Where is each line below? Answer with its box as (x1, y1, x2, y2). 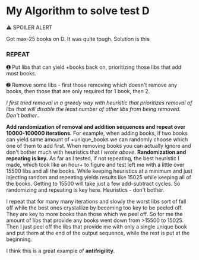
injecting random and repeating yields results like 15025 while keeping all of (6, 174, 191, 181)
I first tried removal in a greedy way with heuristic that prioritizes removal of (6, 99, 192, 106)
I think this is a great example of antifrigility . (6, 248, 115, 255)
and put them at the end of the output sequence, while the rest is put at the (6, 230, 190, 237)
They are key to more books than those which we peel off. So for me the (6, 211, 183, 218)
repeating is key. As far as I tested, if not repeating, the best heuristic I (6, 155, 179, 162)
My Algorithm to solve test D (6, 4, 150, 18)
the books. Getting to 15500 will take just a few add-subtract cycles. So (6, 180, 181, 188)
